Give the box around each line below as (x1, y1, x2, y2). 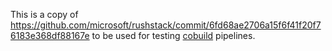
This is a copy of (10, 9, 79, 20)
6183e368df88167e (10, 30, 90, 41)
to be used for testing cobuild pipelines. (91, 30, 256, 41)
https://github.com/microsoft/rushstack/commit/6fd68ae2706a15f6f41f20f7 (10, 19, 322, 31)
